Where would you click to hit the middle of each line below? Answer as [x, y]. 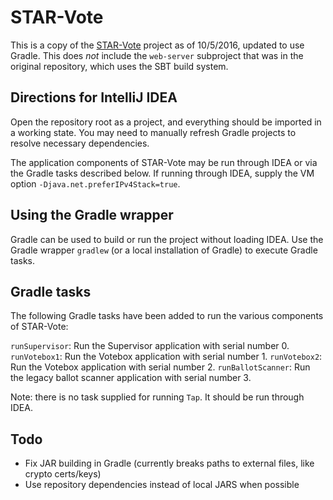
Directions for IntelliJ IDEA [94, 97]
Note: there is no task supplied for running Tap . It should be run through [157, 397]
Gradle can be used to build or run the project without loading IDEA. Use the [167, 239]
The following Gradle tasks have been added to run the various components [167, 316]
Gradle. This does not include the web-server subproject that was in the [157, 55]
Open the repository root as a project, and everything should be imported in [166, 122]
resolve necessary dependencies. [80, 143]
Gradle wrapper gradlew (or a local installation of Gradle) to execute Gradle [164, 250]
